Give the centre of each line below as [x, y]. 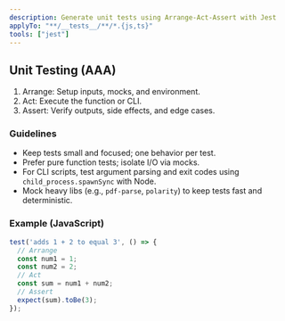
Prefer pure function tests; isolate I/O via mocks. [111, 162]
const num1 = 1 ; [47, 259]
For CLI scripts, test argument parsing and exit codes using [130, 172]
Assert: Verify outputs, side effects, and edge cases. [118, 111]
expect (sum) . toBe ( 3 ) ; [57, 300]
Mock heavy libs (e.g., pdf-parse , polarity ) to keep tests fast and [142, 191]
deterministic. [47, 201]
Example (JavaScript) [57, 224]
